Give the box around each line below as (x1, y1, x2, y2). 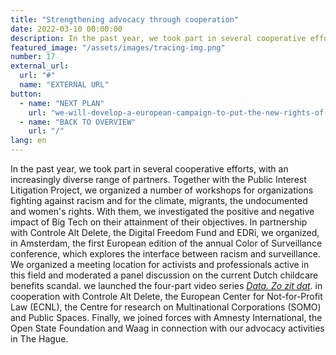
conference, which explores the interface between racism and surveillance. (10, 248, 321, 260)
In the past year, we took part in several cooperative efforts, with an (10, 163, 289, 175)
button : (10, 89, 43, 99)
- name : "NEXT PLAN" (19, 98, 105, 108)
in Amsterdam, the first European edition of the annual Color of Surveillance (10, 237, 323, 249)
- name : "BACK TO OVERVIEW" (19, 117, 137, 127)
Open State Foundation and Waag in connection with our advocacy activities (10, 322, 325, 334)
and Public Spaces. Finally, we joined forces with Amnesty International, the (10, 312, 323, 323)
